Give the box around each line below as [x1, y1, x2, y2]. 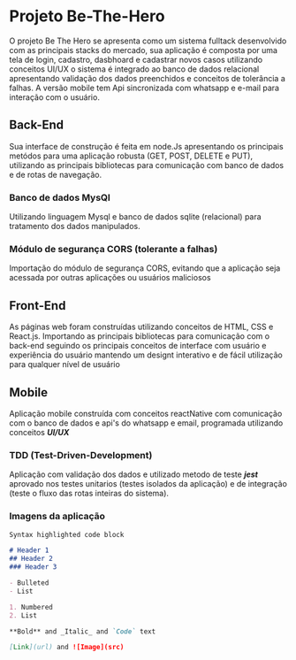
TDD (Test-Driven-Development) [9, 449, 153, 461]
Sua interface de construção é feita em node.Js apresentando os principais [9, 141, 285, 151]
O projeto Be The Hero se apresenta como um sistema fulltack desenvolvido [9, 35, 287, 46]
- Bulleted [9, 579, 49, 587]
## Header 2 [9, 555, 53, 564]
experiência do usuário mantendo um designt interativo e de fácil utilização [9, 349, 283, 360]
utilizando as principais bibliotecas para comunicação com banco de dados [9, 159, 285, 170]
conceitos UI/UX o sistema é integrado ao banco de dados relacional [9, 64, 260, 74]
